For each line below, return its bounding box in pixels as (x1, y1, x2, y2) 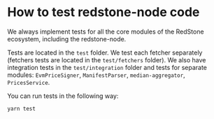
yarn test (7, 105, 36, 112)
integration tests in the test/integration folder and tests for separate (7, 63, 208, 71)
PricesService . (7, 78, 50, 86)
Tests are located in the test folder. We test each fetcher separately (7, 48, 203, 57)
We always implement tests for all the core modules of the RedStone (7, 27, 204, 36)
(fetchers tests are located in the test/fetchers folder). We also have (7, 55, 206, 64)
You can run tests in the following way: (7, 92, 119, 100)
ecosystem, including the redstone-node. (7, 34, 127, 43)
